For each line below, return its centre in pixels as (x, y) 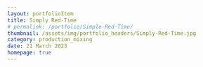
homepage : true (30, 53)
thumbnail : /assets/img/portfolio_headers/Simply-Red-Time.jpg (102, 33)
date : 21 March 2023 (38, 46)
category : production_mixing (50, 40)
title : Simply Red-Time (42, 20)
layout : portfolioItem (40, 14)
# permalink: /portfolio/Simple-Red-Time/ (70, 27)
